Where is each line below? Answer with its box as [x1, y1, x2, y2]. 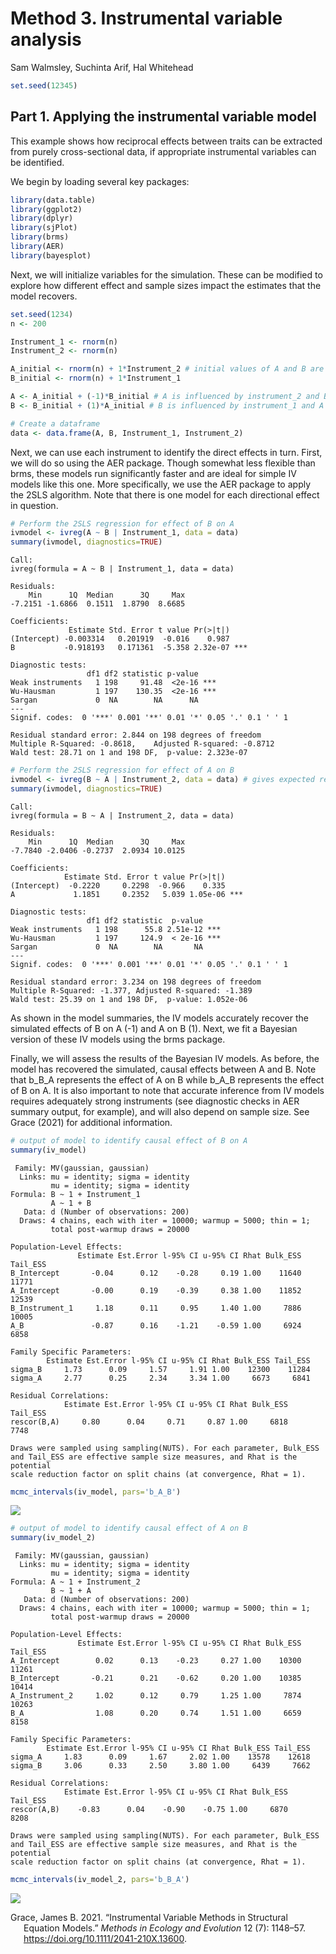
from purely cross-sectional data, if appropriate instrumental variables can [10, 145, 317, 157]
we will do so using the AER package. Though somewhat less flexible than [10, 457, 316, 469]
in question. [10, 499, 59, 511]
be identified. [10, 156, 65, 168]
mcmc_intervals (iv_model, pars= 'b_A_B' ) [10, 1487, 182, 1497]
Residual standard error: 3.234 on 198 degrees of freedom [10, 977, 262, 987]
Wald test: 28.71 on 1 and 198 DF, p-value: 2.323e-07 [10, 748, 248, 758]
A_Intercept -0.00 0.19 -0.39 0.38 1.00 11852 [10, 1285, 302, 1296]
